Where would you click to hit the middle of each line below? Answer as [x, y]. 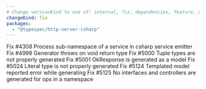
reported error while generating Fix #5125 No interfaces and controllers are [101, 73]
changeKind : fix [27, 18]
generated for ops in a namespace [50, 79]
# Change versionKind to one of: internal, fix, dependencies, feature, [101, 12]
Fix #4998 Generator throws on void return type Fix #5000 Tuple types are [101, 53]
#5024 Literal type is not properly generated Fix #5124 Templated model [98, 66]
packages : [19, 23]
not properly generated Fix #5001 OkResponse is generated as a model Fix [101, 60]
